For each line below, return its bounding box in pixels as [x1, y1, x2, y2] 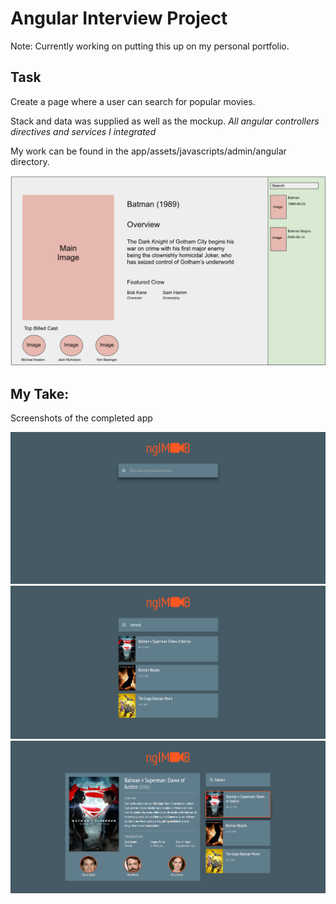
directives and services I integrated [10, 125, 157, 137]
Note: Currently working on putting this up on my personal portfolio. [10, 40, 290, 52]
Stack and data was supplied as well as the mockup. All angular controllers [10, 115, 320, 127]
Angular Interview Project [10, 7, 228, 30]
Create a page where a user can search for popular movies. [10, 95, 256, 107]
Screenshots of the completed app [10, 412, 153, 424]
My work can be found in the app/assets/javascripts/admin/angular [10, 145, 287, 157]
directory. [10, 155, 50, 167]
